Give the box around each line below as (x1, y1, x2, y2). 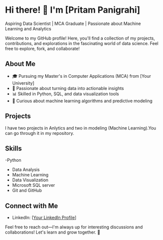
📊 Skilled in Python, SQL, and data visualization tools (12, 90, 119, 97)
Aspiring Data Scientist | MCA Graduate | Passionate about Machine (5, 21, 141, 26)
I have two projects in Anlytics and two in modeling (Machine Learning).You (5, 125, 157, 131)
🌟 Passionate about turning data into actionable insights (12, 85, 124, 91)
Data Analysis (12, 167, 40, 173)
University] (12, 80, 35, 86)
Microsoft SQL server (12, 182, 55, 188)
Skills (5, 144, 22, 153)
